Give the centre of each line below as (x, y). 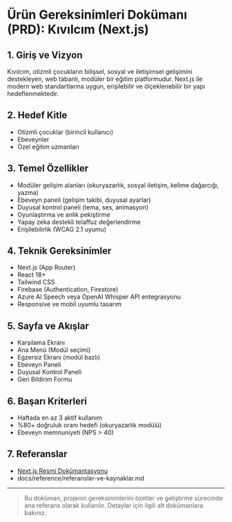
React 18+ (31, 275)
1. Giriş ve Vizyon (45, 55)
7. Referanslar (37, 454)
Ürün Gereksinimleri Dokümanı (97, 15)
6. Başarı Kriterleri (47, 401)
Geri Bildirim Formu (45, 380)
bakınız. (35, 512)
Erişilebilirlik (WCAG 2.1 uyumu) (62, 229)
